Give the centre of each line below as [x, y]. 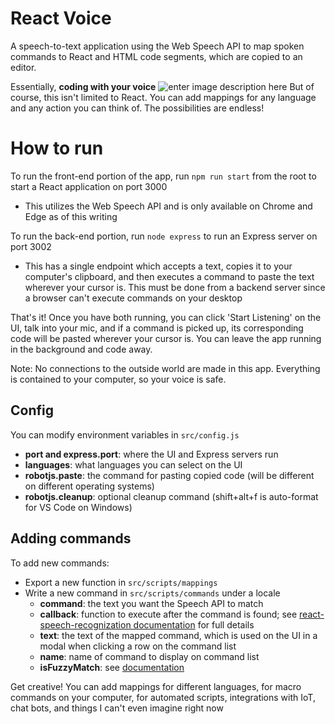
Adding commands [71, 538]
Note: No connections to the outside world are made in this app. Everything [165, 368]
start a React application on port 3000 [89, 186]
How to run [57, 148]
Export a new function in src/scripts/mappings [121, 582]
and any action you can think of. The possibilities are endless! [137, 108]
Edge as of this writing [71, 216]
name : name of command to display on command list [149, 656]
